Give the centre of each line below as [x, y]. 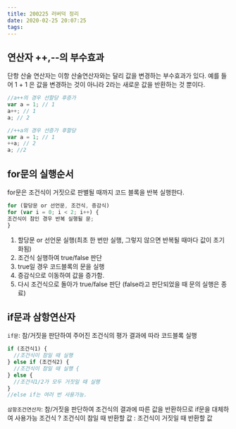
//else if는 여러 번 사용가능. [47, 395]
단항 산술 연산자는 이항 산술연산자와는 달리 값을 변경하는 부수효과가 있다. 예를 [113, 76]
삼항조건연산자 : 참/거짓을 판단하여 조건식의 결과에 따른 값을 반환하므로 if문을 [109, 409]
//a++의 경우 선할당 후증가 [42, 98]
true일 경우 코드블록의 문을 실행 [61, 266]
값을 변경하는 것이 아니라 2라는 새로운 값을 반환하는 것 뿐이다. [121, 85]
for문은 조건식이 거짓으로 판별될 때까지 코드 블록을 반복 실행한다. [96, 192]
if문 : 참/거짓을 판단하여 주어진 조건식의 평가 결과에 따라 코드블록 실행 [102, 336]
